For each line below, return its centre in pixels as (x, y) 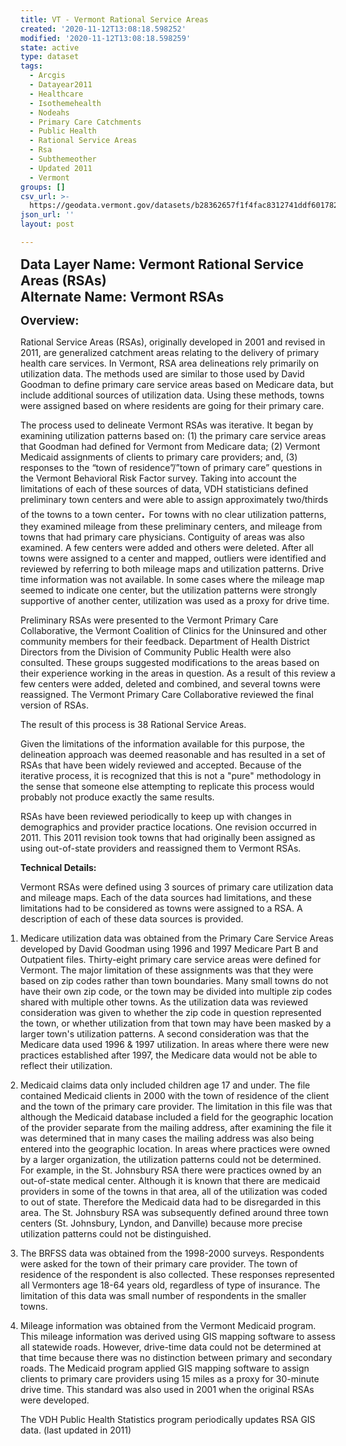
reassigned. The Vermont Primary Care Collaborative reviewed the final (167, 694)
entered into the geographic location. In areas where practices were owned (175, 1148)
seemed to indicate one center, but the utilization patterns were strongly (169, 590)
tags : (31, 66)
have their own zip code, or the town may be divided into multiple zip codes (176, 991)
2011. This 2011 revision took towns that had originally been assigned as (168, 837)
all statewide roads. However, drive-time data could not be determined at (171, 1347)
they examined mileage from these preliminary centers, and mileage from (171, 526)
